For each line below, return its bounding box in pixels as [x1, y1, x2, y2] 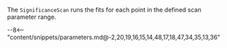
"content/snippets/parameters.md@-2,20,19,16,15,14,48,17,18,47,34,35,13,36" [7, 33, 221, 41]
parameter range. [7, 13, 57, 21]
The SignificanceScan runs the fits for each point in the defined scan [7, 6, 202, 14]
